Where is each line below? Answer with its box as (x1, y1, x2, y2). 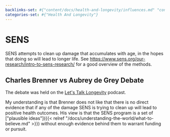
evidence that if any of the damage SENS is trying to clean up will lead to (5, 105, 157, 111)
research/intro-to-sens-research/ (5, 61, 75, 67)
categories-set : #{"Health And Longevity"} (5, 12, 99, 17)
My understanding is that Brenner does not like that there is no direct (5, 99, 149, 105)
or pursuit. (5, 126, 27, 132)
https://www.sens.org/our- (90, 56, 146, 62)
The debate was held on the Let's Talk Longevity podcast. (5, 89, 126, 96)
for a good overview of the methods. (75, 61, 152, 67)
